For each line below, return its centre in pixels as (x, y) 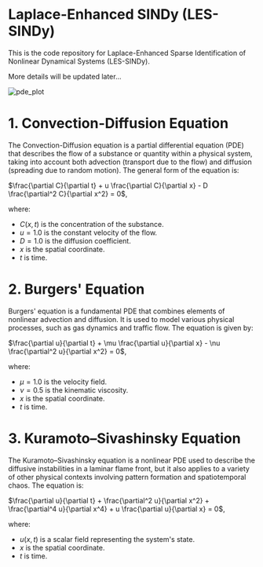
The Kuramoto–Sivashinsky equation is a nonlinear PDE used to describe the (131, 460)
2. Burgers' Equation (77, 289)
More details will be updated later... (65, 76)
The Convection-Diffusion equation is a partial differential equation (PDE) (126, 145)
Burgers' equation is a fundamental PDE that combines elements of (117, 311)
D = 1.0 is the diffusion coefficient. (75, 240)
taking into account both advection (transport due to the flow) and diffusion (130, 162)
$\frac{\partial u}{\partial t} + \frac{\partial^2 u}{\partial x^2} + (109, 500)
